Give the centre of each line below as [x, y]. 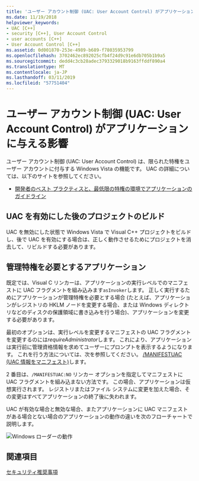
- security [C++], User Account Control [57, 34]
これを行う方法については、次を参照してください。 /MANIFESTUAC [100, 354]
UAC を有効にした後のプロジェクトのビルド [86, 217]
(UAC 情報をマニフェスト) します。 [48, 361]
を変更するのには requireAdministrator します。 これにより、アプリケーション [99, 339]
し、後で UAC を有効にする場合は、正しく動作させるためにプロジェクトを [96, 239]
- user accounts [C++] [34, 39]
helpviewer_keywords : [33, 22]
